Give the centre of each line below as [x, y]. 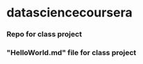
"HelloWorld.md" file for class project [71, 53]
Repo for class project [44, 34]
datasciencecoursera [69, 13]
